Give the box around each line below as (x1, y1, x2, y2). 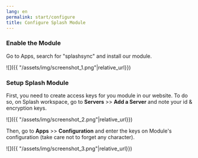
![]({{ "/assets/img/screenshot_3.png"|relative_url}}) (6, 145, 132, 152)
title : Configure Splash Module (6, 19, 86, 25)
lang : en (6, 8, 28, 15)
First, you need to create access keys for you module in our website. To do (6, 92, 188, 99)
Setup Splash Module (6, 78, 69, 87)
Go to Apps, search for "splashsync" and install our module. (6, 52, 152, 60)
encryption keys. (6, 104, 47, 111)
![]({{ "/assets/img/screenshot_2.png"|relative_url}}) (6, 116, 133, 123)
